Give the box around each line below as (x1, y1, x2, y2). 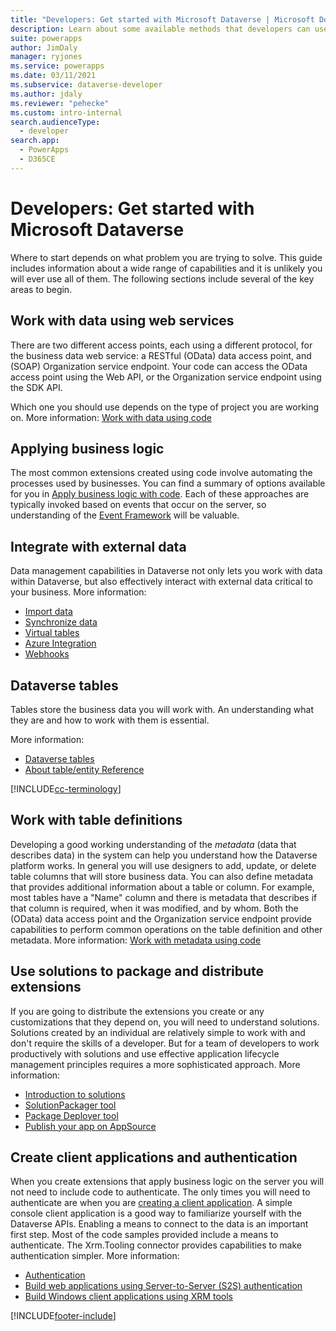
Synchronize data (24, 616, 98, 628)
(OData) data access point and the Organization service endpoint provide (10, 912, 312, 925)
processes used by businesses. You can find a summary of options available (10, 477, 326, 490)
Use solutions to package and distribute (10, 963, 265, 980)
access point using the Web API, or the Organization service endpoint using (10, 371, 322, 383)
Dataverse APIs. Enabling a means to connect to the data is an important (10, 1218, 309, 1230)
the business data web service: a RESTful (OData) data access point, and (10, 349, 312, 361)
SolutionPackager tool (24, 1099, 117, 1111)
